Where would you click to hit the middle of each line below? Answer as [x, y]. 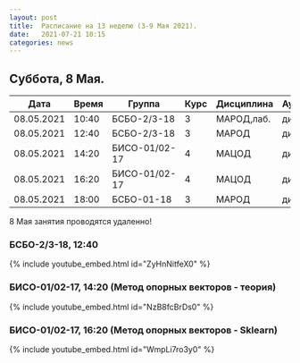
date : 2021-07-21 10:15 [57, 34]
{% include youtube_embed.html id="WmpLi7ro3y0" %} [112, 349]
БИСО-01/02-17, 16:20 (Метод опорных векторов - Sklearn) [144, 330]
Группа [144, 104]
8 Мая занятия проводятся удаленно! [80, 222]
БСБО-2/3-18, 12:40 [54, 244]
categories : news [42, 42]
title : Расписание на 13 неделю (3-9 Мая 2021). [104, 26]
